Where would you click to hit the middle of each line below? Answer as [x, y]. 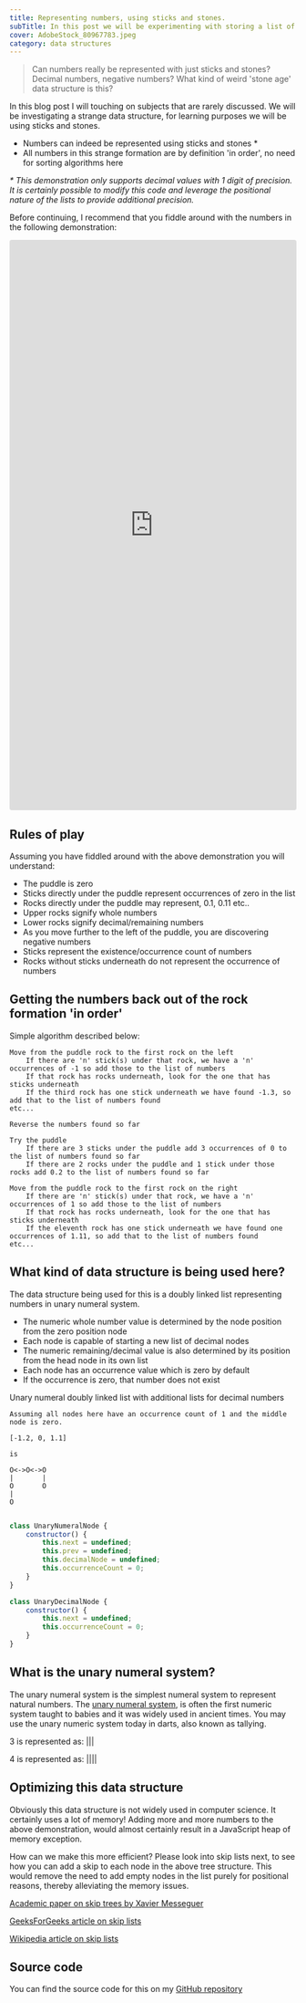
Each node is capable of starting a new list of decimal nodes [136, 1341]
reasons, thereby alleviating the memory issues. [99, 1885]
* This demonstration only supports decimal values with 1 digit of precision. [151, 181]
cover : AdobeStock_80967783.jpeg [73, 35]
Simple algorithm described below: [75, 1036]
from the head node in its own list [85, 1360]
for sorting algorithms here [73, 163]
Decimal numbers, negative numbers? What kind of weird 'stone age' [161, 79]
